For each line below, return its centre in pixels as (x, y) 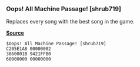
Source (15, 33)
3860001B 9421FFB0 (29, 54)
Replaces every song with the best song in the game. (71, 22)
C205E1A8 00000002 (29, 49)
